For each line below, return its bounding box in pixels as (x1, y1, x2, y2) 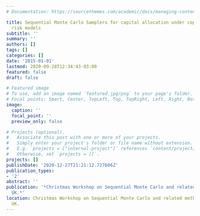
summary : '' (6, 36, 36, 42)
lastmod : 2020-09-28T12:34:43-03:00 (6, 63, 97, 69)
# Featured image (6, 85, 49, 91)
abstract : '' (6, 179, 39, 185)
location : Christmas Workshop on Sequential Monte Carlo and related (6, 195, 183, 201)
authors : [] (6, 42, 36, 47)
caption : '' (11, 107, 42, 113)
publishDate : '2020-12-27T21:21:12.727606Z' (6, 162, 118, 168)
